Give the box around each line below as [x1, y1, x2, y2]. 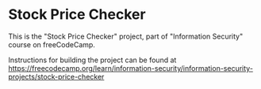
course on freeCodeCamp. [8, 39, 95, 49]
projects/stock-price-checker [8, 72, 105, 81]
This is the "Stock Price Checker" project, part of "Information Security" [8, 32, 244, 41]
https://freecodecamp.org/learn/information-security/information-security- [8, 63, 254, 72]
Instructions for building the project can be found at [8, 55, 177, 65]
